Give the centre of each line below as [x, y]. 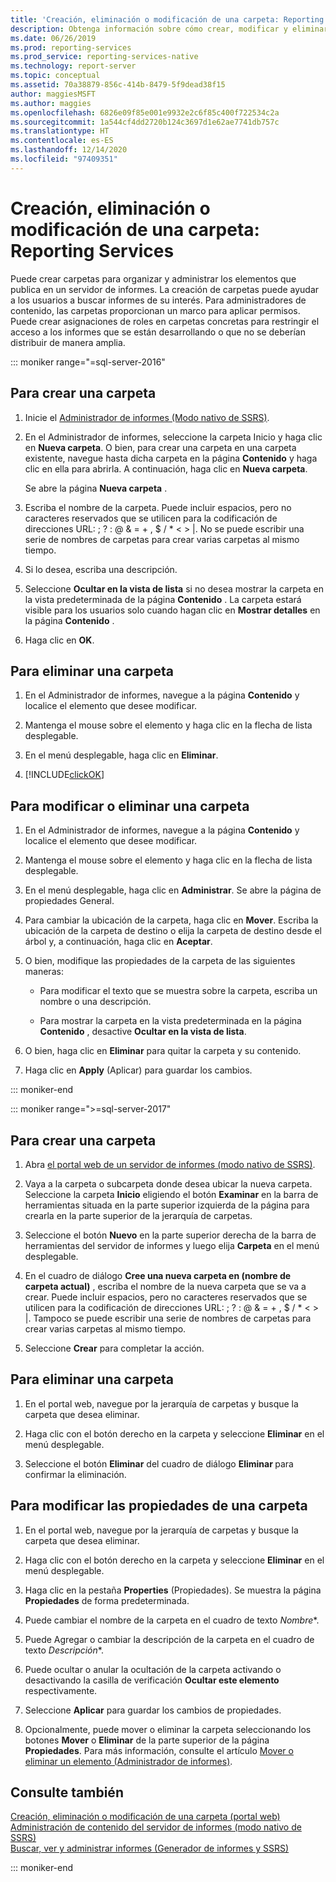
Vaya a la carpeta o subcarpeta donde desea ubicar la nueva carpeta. [168, 1183]
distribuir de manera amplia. [68, 342]
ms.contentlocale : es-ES [62, 141]
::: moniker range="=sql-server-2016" [88, 362]
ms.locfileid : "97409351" [64, 159]
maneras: [44, 972]
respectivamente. [61, 1690]
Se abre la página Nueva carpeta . [96, 488]
